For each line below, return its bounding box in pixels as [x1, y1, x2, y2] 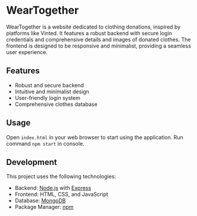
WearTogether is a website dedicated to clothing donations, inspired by [6, 23, 181, 30]
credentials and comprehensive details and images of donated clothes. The [6, 36, 191, 43]
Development [6, 157, 58, 167]
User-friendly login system [14, 94, 80, 101]
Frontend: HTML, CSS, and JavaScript [14, 191, 108, 198]
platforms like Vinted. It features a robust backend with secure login [6, 29, 173, 36]
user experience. [6, 48, 48, 55]
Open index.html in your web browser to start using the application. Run [6, 133, 183, 140]
